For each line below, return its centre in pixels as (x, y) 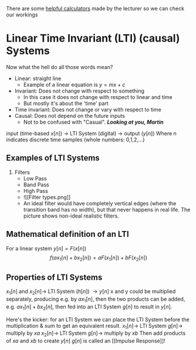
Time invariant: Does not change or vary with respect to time (88, 109)
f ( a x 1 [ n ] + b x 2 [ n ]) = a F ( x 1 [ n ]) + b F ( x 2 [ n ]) (99, 258)
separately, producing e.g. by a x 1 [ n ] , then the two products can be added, (96, 300)
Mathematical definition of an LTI (67, 234)
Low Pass (35, 178)
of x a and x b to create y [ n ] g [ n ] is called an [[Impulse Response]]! (86, 341)
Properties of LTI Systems (54, 277)
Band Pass (36, 185)
